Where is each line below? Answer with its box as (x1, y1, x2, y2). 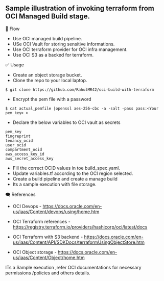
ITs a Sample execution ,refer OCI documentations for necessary (5, 264, 142, 270)
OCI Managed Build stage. (5, 12, 90, 21)
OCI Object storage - (12, 249, 57, 255)
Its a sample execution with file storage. (12, 181, 97, 187)
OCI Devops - (12, 203, 42, 209)
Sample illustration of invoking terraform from (5, 4, 154, 13)
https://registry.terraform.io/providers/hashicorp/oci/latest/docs (12, 224, 148, 230)
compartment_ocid (5, 147, 42, 152)
